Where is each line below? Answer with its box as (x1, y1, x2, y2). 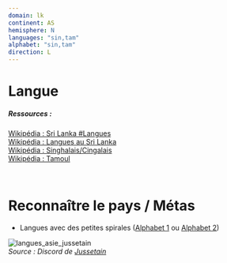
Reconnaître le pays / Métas (8, 197, 195, 215)
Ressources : (8, 108, 52, 118)
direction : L (8, 48, 51, 56)
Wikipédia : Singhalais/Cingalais (8, 145, 112, 155)
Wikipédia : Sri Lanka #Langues (8, 129, 112, 138)
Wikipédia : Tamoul (8, 154, 70, 163)
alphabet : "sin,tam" (8, 41, 77, 49)
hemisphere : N (8, 26, 55, 34)
